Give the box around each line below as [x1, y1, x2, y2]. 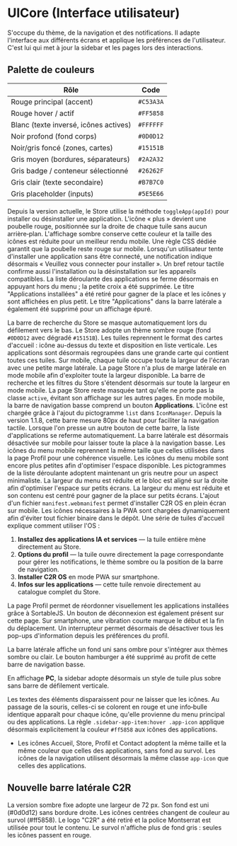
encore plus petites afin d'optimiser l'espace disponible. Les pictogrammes [7, 461, 226, 470]
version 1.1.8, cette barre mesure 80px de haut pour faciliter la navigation [7, 416, 219, 424]
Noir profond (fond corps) [11, 131, 97, 141]
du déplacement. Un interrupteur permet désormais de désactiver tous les [7, 624, 224, 632]
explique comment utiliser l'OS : [7, 521, 100, 530]
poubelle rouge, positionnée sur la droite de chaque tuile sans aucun [7, 221, 207, 231]
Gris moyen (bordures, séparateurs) [11, 154, 130, 164]
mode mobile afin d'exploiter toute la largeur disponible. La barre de [7, 371, 205, 379]
